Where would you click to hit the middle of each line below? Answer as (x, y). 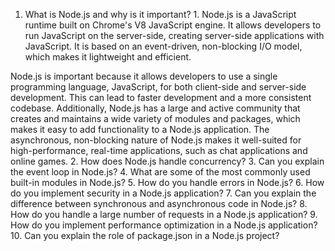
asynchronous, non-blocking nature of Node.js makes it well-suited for (156, 140)
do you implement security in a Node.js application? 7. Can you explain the (163, 193)
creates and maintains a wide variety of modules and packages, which (155, 118)
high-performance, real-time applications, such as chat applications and (159, 150)
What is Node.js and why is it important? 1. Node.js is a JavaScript (160, 14)
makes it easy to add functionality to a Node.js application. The (140, 129)
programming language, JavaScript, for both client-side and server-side (158, 87)
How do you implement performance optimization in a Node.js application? (164, 225)
